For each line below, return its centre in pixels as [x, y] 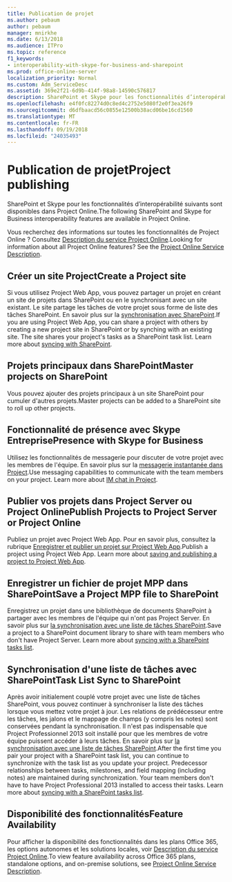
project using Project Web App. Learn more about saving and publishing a [112, 554]
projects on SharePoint [58, 377]
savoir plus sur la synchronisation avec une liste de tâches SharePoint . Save [114, 625]
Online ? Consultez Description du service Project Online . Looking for [105, 240]
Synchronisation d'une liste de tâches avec [102, 669]
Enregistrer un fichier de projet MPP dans [98, 583]
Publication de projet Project [89, 170]
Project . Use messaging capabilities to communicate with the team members [115, 472]
